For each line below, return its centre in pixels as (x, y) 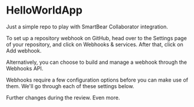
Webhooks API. (25, 68)
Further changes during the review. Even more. (63, 98)
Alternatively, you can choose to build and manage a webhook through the (97, 62)
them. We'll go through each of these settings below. (70, 86)
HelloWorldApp (44, 10)
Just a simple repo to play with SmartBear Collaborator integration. (87, 27)
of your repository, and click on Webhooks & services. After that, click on (95, 44)
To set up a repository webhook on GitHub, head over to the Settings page (96, 38)
